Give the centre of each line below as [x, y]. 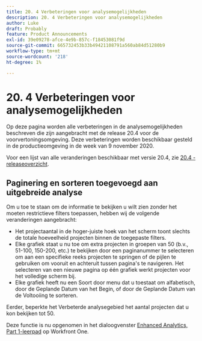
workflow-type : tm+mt [33, 51]
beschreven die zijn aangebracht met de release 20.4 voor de [83, 133]
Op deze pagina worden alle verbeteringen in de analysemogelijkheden [94, 127]
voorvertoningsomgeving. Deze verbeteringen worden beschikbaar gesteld [99, 140]
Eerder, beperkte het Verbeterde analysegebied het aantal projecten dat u [98, 307]
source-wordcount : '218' [37, 57]
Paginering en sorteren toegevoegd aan [82, 183]
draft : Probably [26, 29]
